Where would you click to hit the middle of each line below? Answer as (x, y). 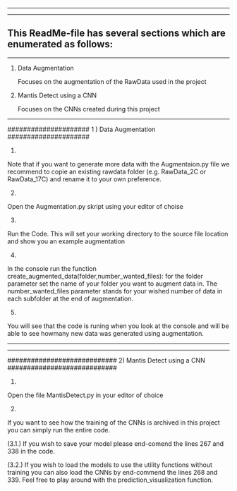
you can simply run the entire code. (59, 430)
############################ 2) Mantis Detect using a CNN (107, 360)
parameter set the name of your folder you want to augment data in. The (112, 284)
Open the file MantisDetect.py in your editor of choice (85, 395)
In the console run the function (52, 268)
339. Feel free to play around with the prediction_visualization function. (110, 480)
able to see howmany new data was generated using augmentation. (106, 333)
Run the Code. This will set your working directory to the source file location (118, 234)
